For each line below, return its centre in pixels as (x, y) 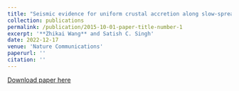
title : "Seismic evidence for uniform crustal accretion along (103, 14)
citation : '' (27, 60)
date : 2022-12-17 (33, 40)
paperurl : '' (27, 54)
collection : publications (46, 20)
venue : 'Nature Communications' (55, 47)
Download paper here (39, 80)
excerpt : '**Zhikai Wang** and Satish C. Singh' (81, 34)
